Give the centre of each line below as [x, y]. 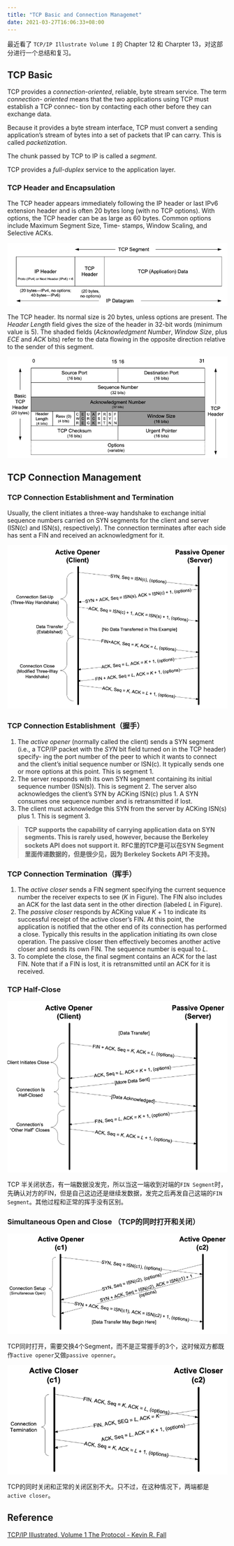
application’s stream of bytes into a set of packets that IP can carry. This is [115, 135]
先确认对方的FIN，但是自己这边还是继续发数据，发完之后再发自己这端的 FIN [115, 1193]
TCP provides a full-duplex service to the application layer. [92, 170]
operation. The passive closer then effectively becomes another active [119, 942]
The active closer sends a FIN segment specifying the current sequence [121, 890]
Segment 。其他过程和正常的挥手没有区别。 [67, 1202]
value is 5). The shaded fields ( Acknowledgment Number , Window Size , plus [117, 332]
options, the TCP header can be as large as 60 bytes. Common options [109, 218]
